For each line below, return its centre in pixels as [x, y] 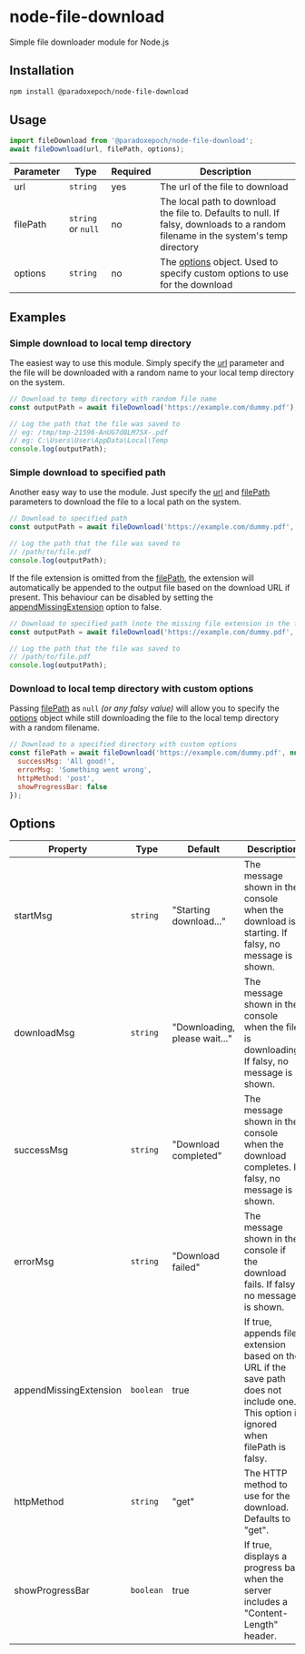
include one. [270, 1402]
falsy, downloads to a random [223, 225]
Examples [38, 317]
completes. [268, 1167]
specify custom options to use [224, 273]
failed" [186, 1267]
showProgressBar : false [62, 786]
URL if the [265, 1367]
